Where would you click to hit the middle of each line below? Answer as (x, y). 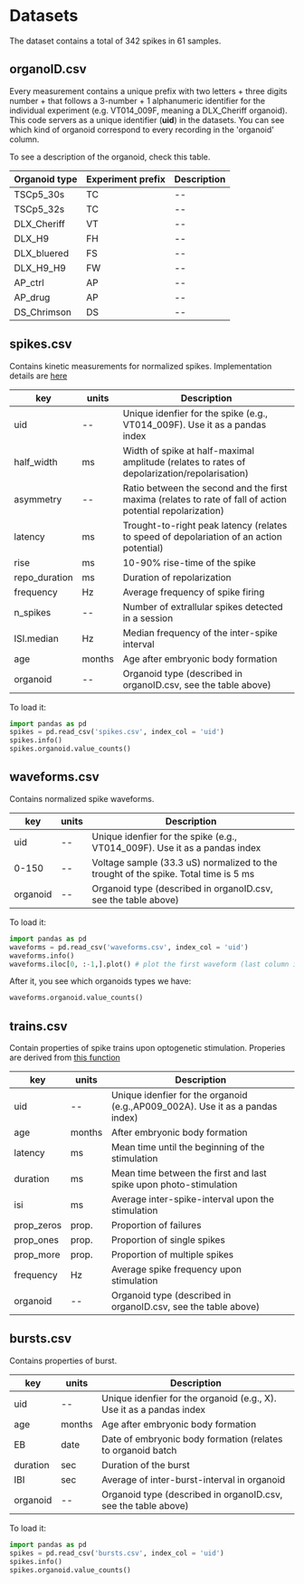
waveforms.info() (42, 956)
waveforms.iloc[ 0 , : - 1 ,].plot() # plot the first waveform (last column (149, 964)
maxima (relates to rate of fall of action (204, 499)
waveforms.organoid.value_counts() (76, 998)
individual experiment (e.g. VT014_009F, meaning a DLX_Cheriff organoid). (148, 110)
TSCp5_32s (39, 209)
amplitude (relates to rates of (184, 462)
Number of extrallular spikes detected (203, 606)
